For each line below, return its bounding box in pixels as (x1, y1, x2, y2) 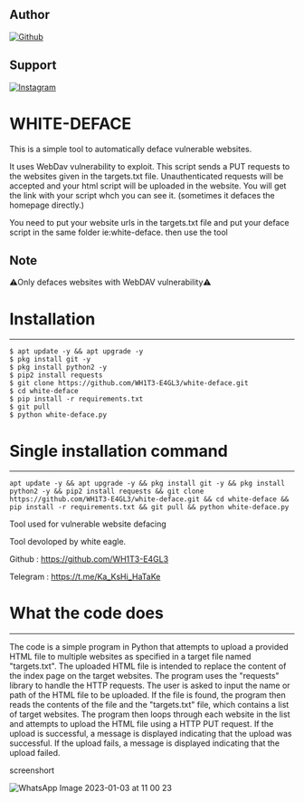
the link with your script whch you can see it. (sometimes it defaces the (9, 189, 275, 200)
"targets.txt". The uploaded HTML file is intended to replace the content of (9, 661, 287, 672)
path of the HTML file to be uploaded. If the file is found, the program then (9, 690, 287, 701)
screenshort (9, 765, 55, 776)
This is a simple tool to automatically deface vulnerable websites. (9, 143, 252, 154)
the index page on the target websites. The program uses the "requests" (9, 671, 280, 681)
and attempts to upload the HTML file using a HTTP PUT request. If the (9, 719, 274, 730)
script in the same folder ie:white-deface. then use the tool (9, 227, 228, 237)
